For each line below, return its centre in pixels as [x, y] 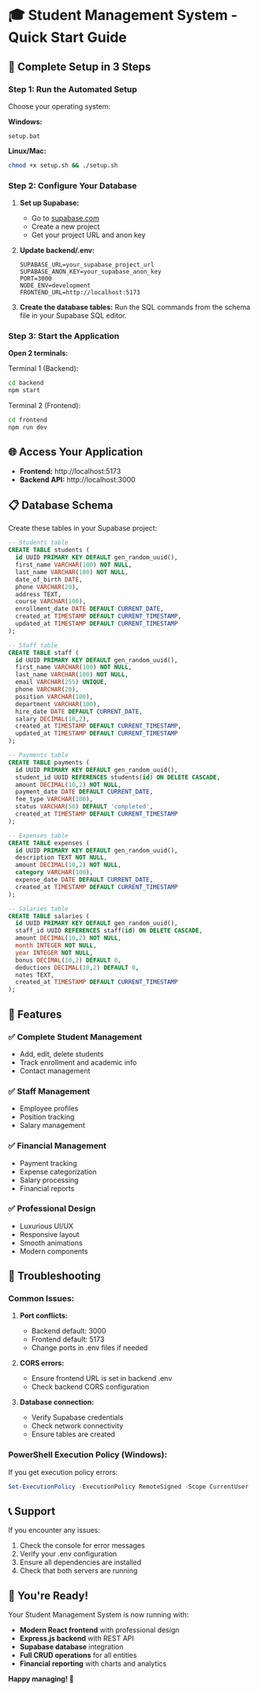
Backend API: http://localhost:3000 [77, 479]
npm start [24, 391]
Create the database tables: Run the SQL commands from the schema [135, 307]
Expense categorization [58, 1171]
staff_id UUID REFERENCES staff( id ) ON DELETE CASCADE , [109, 931]
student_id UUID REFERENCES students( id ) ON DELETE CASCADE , [118, 777]
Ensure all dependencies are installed [80, 1562]
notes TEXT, [35, 975]
